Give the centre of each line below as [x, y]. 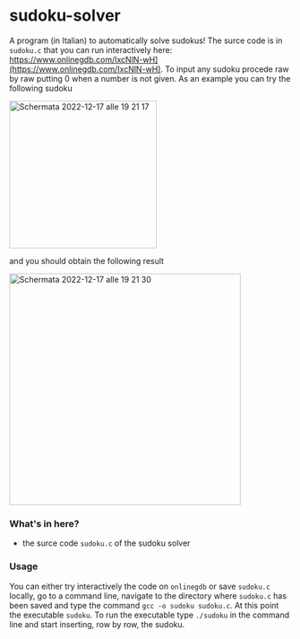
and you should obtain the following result [86, 260]
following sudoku [41, 88]
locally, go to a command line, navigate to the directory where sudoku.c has [148, 595]
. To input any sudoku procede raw [225, 69]
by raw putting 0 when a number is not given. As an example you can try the [150, 78]
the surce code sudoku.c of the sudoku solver [106, 543]
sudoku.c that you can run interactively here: [91, 49]
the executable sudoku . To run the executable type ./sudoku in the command [150, 615]
